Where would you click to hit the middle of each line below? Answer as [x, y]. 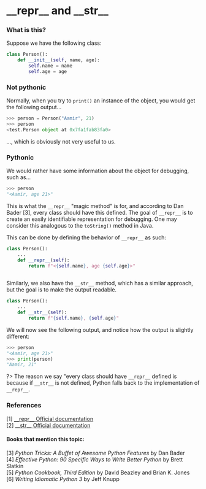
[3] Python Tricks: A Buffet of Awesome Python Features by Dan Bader [96, 453]
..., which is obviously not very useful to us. [61, 141]
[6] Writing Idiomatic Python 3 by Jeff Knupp [63, 479]
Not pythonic [26, 87]
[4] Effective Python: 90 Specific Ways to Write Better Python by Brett [95, 459]
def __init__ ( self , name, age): [59, 60]
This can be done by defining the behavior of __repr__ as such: [86, 237]
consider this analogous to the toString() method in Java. [80, 225]
